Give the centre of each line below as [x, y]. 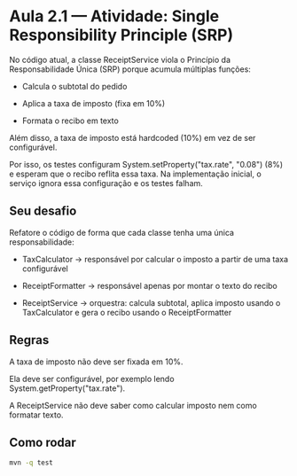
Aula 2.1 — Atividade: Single [114, 16]
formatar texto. [36, 415]
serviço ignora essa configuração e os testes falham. [106, 183]
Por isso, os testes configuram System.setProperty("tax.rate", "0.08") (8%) [146, 164]
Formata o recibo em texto [70, 121]
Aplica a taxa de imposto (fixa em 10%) [94, 103]
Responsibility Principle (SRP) [121, 35]
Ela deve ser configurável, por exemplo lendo [92, 378]
